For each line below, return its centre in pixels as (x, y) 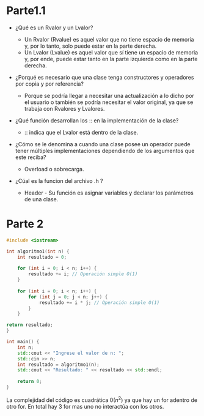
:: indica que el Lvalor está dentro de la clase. (81, 132)
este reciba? (31, 157)
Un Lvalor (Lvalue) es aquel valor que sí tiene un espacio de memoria (111, 52)
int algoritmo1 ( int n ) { (38, 251)
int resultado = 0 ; (42, 257)
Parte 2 (25, 224)
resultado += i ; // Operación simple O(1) (83, 274)
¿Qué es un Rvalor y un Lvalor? (54, 28)
